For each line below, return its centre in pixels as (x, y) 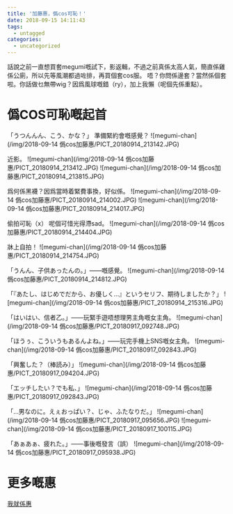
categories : (24, 40)
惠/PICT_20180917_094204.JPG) (54, 373)
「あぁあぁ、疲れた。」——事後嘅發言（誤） (70, 444)
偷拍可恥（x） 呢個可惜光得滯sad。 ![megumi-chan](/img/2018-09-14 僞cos (116, 223)
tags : (15, 26)
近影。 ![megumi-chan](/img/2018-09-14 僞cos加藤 (81, 159)
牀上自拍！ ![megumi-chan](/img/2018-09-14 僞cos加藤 (87, 247)
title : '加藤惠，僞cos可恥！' (47, 14)
